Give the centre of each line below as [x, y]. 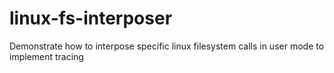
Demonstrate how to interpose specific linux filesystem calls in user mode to [167, 46]
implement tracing [46, 56]
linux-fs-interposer [91, 18]
